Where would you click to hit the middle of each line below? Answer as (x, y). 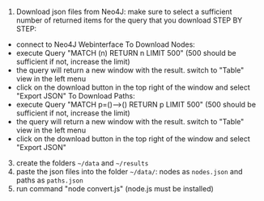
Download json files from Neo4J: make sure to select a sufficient (124, 12)
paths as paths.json (49, 180)
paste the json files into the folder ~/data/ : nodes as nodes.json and (129, 172)
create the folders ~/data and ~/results (82, 163)
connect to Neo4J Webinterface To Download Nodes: (106, 44)
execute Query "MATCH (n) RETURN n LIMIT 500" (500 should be (126, 53)
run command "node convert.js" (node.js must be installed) (115, 188)
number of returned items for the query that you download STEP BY (129, 20)
